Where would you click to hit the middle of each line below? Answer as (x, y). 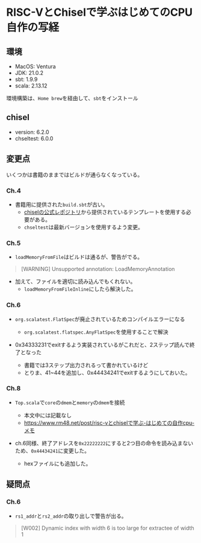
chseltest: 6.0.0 (34, 138)
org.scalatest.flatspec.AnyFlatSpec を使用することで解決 (96, 332)
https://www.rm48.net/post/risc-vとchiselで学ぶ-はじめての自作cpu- (109, 422)
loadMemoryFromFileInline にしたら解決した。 (80, 289)
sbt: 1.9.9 (26, 79)
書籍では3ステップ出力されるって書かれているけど (86, 365)
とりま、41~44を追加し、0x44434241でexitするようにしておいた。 (107, 372)
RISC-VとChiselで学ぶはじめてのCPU (100, 12)
